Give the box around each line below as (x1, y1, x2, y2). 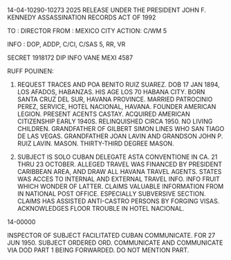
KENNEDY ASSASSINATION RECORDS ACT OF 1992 (7, 13, 156, 21)
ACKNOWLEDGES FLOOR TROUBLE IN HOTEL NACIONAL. (17, 205, 185, 212)
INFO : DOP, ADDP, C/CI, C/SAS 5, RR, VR (7, 40, 126, 48)
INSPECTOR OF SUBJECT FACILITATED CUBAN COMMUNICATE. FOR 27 (7, 232, 216, 239)
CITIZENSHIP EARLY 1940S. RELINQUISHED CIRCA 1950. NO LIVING (17, 117, 213, 125)
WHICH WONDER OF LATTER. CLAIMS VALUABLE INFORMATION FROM (17, 182, 224, 190)
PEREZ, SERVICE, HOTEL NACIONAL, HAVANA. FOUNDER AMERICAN (17, 103, 216, 110)
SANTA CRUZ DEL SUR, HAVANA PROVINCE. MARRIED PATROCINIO (17, 95, 213, 103)
